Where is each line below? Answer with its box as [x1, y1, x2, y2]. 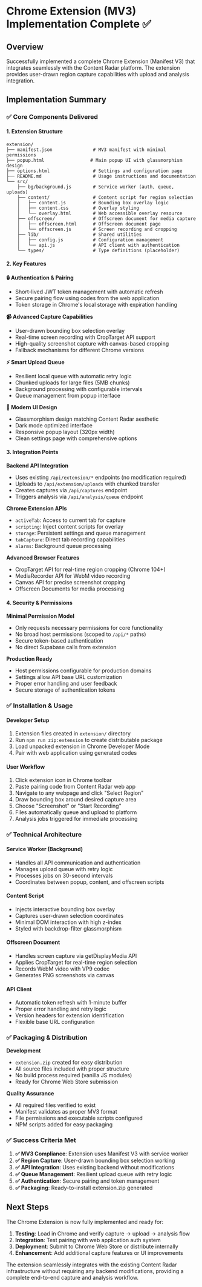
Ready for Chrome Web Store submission [15, 1078, 119, 1086]
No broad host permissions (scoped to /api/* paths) [15, 630, 146, 638]
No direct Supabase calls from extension [15, 644, 117, 651]
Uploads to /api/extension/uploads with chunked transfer [15, 480, 160, 487]
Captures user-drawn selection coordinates [15, 912, 124, 919]
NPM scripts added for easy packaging [15, 1121, 113, 1128]
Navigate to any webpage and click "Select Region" [15, 789, 144, 797]
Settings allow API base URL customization [15, 674, 122, 681]
